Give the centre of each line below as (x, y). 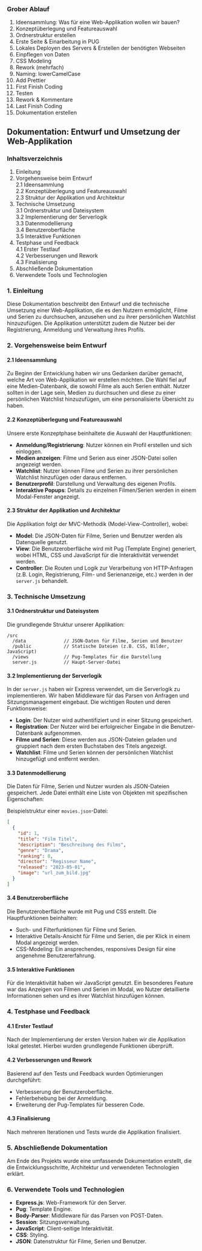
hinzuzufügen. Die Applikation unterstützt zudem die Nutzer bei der (91, 323)
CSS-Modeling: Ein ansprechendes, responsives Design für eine (96, 949)
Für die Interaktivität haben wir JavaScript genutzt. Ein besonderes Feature (100, 983)
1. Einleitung (25, 290)
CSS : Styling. (32, 1235)
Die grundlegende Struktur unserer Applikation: (66, 624)
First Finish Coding (39, 87)
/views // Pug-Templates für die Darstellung (87, 657)
